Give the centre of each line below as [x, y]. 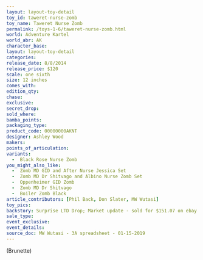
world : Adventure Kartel [38, 35]
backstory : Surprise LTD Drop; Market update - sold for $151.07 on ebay [102, 211]
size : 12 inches [27, 80]
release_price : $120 [33, 69]
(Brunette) [19, 250]
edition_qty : [23, 92]
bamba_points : [24, 120]
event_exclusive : [28, 222]
